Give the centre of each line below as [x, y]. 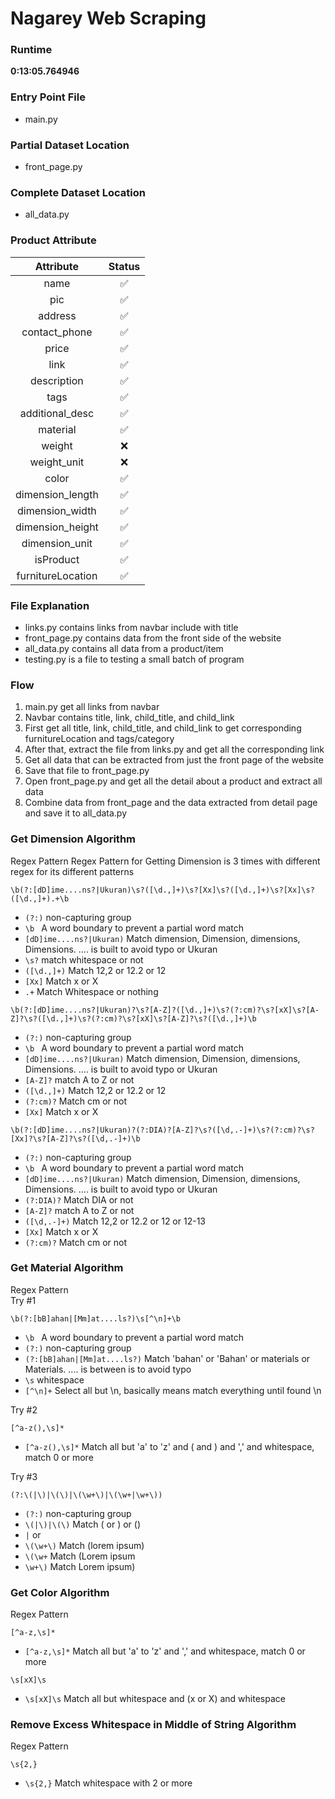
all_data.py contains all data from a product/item [124, 648]
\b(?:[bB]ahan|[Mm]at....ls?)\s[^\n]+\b [96, 1318]
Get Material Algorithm [67, 1268]
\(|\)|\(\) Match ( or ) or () [82, 1524]
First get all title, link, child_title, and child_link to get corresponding [163, 728]
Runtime [31, 50]
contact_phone [57, 332]
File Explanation [50, 605]
